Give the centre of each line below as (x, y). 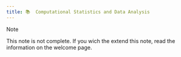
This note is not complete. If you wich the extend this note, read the (91, 41)
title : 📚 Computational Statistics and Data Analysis (78, 12)
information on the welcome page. (49, 47)
